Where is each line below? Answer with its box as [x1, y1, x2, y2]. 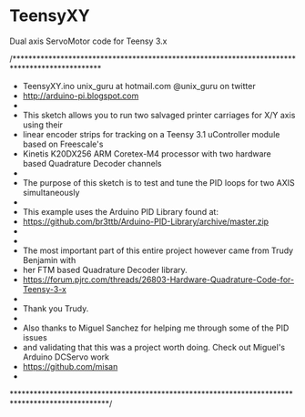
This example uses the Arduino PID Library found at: [22, 206, 219, 217]
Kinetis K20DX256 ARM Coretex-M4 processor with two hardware [22, 147, 271, 159]
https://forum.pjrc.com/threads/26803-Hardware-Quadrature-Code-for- [22, 274, 294, 285]
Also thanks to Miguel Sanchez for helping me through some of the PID [22, 322, 290, 333]
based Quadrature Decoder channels [22, 158, 162, 168]
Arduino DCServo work [22, 351, 110, 362]
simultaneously [22, 187, 80, 198]
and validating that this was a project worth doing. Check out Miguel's [22, 341, 285, 352]
